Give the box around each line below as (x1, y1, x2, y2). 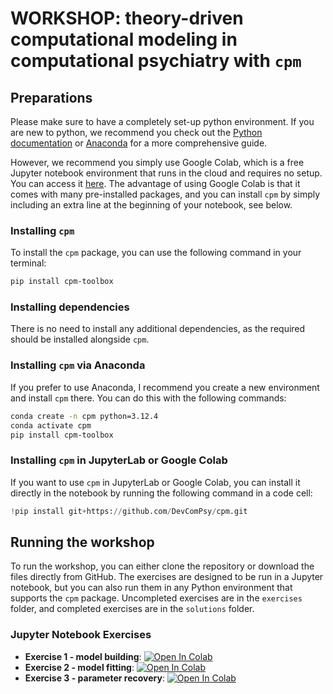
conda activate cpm (10, 420, 92, 431)
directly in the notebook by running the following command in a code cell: (10, 487, 313, 499)
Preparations (10, 89, 93, 106)
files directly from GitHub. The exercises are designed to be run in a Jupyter (10, 571, 324, 583)
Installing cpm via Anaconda (10, 358, 146, 372)
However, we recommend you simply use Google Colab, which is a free (10, 157, 305, 168)
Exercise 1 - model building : (24, 650, 142, 662)
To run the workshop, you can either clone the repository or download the (10, 560, 315, 572)
